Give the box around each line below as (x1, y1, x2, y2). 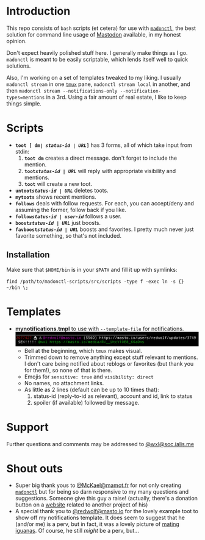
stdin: (15, 147, 29, 155)
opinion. (6, 37, 27, 44)
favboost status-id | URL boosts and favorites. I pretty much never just (15, 226, 194, 233)
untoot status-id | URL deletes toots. (15, 187, 109, 194)
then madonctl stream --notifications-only (6, 87, 118, 94)
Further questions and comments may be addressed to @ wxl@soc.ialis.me (6, 440, 195, 447)
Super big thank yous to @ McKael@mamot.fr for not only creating (15, 481, 182, 489)
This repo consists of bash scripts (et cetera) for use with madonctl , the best (6, 24, 196, 32)
